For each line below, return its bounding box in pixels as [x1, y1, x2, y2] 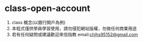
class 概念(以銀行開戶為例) [11, 19, 66, 25]
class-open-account [4, 3, 90, 14]
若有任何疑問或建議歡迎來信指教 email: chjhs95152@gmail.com [11, 31, 138, 37]
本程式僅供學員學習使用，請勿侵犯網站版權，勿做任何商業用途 [11, 25, 137, 31]
